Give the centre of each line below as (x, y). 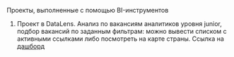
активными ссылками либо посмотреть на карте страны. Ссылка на (120, 39)
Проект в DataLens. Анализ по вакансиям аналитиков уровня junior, (119, 24)
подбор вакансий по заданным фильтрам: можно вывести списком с (122, 31)
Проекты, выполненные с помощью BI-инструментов (88, 10)
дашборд (31, 46)
